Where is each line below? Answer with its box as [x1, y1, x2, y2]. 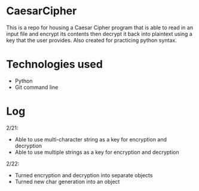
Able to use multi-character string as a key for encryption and [14, 135, 167, 143]
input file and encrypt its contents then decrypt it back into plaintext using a [6, 30, 192, 37]
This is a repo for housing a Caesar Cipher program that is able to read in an [6, 24, 193, 31]
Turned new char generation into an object [14, 178, 120, 185]
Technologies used [6, 58, 103, 71]
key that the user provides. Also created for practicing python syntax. [6, 36, 177, 44]
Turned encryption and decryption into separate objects [14, 171, 153, 178]
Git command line [14, 84, 59, 91]
